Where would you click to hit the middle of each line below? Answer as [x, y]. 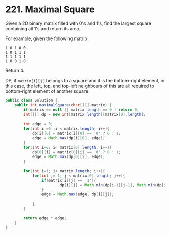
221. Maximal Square [50, 9]
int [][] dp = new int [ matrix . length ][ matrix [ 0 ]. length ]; [85, 114]
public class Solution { [31, 100]
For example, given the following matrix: [47, 38]
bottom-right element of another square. [47, 91]
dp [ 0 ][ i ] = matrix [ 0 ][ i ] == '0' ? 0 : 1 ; [77, 152]
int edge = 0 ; [38, 124]
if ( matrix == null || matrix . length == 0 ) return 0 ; [81, 110]
